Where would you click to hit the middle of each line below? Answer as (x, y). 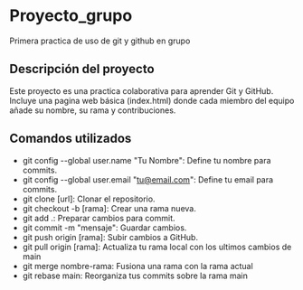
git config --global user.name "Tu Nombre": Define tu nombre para (147, 160)
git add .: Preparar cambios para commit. (99, 218)
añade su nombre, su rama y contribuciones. (93, 110)
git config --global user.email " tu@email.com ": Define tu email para (148, 179)
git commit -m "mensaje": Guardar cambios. (104, 228)
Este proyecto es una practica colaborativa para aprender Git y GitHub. (142, 90)
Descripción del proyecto (82, 69)
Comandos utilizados (71, 139)
